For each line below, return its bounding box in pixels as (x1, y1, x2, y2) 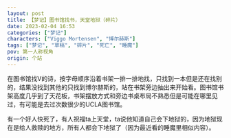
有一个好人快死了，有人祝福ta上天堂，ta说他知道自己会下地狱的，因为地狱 (7, 115, 217, 123)
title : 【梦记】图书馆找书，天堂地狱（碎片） (7, 16, 122, 23)
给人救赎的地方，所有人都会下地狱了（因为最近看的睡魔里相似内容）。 (19, 123, 215, 131)
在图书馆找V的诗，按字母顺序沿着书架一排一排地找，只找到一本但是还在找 (7, 74, 217, 82)
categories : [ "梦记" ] (7, 29, 67, 36)
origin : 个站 (7, 55, 43, 62)
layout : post (7, 10, 45, 17)
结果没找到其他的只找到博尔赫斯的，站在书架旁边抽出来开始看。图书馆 (19, 83, 218, 91)
